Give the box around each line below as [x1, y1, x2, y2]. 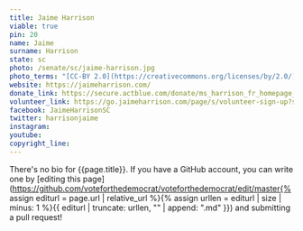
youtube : [9, 131, 42, 140]
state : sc [9, 55, 47, 64]
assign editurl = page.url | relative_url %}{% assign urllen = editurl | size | [9, 192, 282, 203]
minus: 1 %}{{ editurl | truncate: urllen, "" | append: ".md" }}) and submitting [9, 202, 291, 213]
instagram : [9, 123, 50, 132]
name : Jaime [9, 38, 54, 48]
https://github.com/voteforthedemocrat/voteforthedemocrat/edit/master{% [12, 182, 291, 194]
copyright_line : [9, 139, 70, 148]
